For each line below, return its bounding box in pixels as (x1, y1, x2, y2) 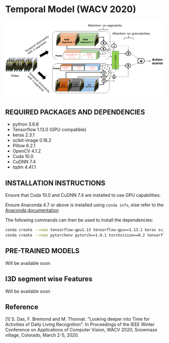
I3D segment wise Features (5, 275, 93, 283)
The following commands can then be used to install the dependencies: (5, 217, 153, 223)
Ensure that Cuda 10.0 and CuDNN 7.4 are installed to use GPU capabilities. (5, 192, 161, 198)
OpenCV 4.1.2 (12, 148, 41, 154)
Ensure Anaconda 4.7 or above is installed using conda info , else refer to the (5, 202, 164, 208)
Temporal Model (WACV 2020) (5, 4, 137, 15)
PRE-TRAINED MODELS (5, 247, 79, 255)
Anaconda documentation (5, 207, 59, 213)
